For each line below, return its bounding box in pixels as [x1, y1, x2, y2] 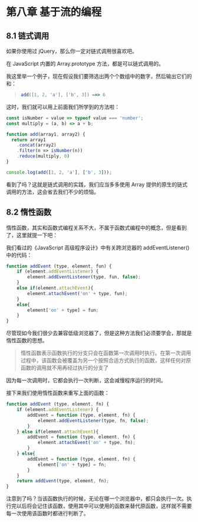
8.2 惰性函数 [6, 207, 52, 218]
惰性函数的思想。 [6, 337, 48, 344]
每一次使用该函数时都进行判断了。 [6, 510, 89, 517]
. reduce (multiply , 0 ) [16, 153, 70, 160]
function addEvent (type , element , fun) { [6, 263, 112, 269]
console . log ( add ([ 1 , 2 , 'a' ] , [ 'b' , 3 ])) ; [6, 169, 112, 175]
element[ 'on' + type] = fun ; [27, 307, 99, 313]
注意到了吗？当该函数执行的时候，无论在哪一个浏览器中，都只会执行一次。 [6, 495, 187, 502]
